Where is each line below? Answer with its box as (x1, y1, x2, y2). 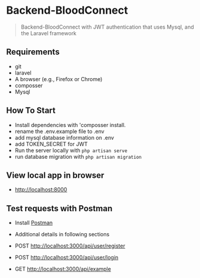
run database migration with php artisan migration (14, 153, 142, 160)
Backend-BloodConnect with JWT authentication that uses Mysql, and (20, 23, 194, 30)
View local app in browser (6, 170, 104, 180)
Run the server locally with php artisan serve (14, 147, 128, 154)
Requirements (6, 47, 60, 57)
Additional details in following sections (14, 231, 110, 238)
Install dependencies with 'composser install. (14, 121, 126, 128)
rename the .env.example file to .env (14, 128, 104, 135)
